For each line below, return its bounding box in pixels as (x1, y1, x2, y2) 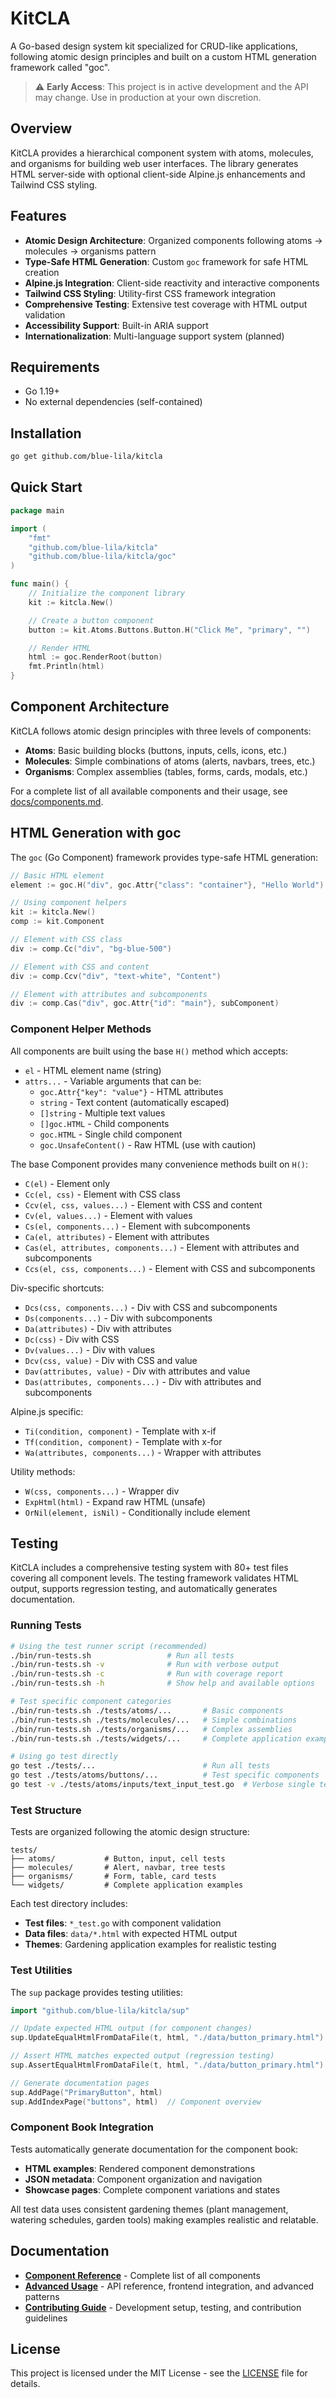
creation (24, 266, 60, 278)
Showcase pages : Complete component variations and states (24, 2183, 281, 2196)
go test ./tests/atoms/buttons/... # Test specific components (10, 1770, 320, 1781)
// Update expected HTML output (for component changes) (10, 2023, 253, 2034)
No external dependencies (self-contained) (24, 396, 203, 408)
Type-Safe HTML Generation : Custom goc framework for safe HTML (24, 255, 309, 267)
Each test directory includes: (10, 1898, 128, 1910)
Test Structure (10, 1803, 82, 1817)
